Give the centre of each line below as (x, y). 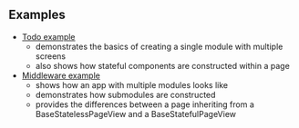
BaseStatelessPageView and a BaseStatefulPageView (136, 113)
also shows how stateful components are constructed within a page (163, 65)
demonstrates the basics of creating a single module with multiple (159, 46)
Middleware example (61, 75)
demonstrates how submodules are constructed (125, 94)
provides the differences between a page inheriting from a (144, 104)
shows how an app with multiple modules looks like (132, 84)
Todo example (48, 36)
